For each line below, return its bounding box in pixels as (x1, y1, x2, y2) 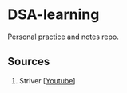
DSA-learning (7, 6, 100, 24)
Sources (7, 55, 50, 68)
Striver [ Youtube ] (18, 76, 76, 85)
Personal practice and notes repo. (7, 32, 119, 41)
